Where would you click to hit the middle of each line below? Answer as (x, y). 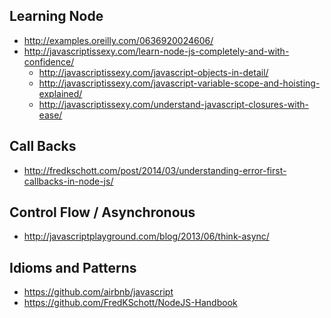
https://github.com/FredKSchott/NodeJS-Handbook (130, 303)
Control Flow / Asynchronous (102, 212)
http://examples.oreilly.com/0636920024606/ (118, 40)
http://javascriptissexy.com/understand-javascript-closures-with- (173, 104)
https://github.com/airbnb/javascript (98, 292)
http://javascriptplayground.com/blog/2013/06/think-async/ (146, 236)
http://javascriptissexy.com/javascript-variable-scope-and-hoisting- (179, 83)
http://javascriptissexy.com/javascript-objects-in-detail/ (153, 72)
